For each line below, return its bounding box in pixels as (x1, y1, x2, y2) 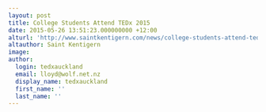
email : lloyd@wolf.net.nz (15, 70, 101, 78)
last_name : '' (15, 92, 62, 100)
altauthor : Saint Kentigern (8, 41, 101, 49)
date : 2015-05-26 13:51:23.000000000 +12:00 (8, 26, 158, 34)
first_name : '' (15, 84, 66, 93)
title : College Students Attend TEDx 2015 (8, 19, 150, 27)
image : (8, 48, 30, 56)
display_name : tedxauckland (15, 77, 108, 85)
